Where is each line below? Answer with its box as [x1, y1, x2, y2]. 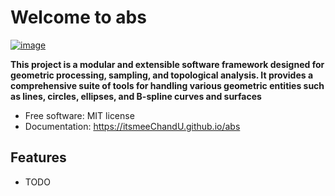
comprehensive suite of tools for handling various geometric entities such [10, 79, 325, 91]
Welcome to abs [10, 6, 147, 29]
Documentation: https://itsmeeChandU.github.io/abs [24, 120, 241, 132]
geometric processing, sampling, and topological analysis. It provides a [10, 69, 314, 81]
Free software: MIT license [24, 109, 135, 121]
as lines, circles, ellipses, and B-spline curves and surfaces [10, 90, 262, 102]
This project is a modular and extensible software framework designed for [10, 58, 325, 70]
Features [10, 149, 67, 166]
